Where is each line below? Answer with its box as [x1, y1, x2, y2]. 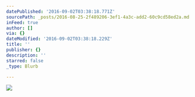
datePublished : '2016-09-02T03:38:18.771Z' [6, 8, 116, 15]
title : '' [6, 42, 31, 48]
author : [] [6, 25, 33, 31]
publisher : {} [6, 47, 41, 53]
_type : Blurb [6, 63, 39, 69]
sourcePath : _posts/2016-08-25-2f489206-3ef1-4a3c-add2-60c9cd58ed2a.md [6, 14, 190, 20]
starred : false [6, 58, 44, 63]
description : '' [6, 52, 46, 58]
